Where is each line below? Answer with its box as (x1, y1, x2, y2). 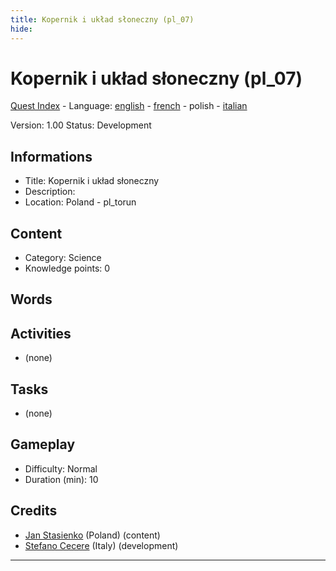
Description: (24, 186, 76, 198)
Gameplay (10, 436, 76, 453)
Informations (10, 148, 93, 165)
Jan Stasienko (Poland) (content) (24, 529, 161, 541)
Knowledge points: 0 (24, 262, 111, 275)
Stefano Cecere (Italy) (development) (24, 539, 179, 551)
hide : (10, 24, 33, 34)
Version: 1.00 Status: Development (10, 119, 152, 131)
